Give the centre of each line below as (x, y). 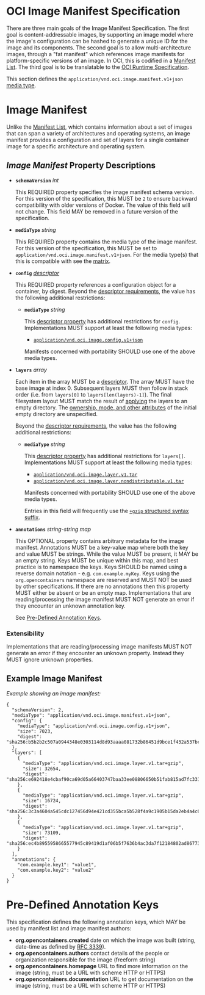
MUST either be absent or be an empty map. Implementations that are (103, 592)
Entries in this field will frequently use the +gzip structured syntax (106, 511)
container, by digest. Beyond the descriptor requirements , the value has (105, 291)
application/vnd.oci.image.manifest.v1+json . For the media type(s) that (107, 254)
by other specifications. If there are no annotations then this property (102, 586)
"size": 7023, (35, 731)
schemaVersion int (37, 180)
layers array (31, 370)
